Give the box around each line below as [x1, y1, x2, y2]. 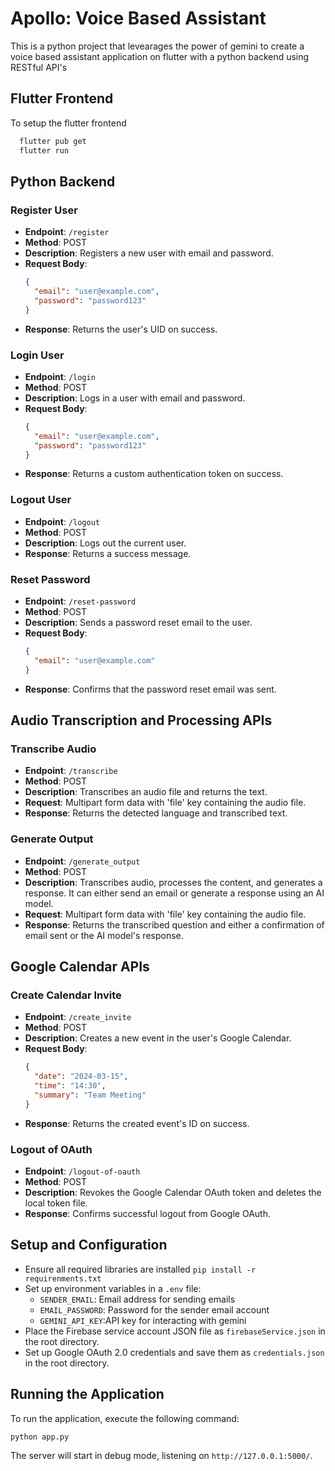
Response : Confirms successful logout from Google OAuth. [24, 1208, 271, 1220]
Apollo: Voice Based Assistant [10, 7, 267, 30]
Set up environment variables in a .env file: [24, 1282, 202, 1294]
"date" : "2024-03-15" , [34, 1072, 129, 1082]
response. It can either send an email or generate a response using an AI [24, 887, 325, 899]
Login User [10, 348, 65, 362]
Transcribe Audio [10, 742, 97, 756]
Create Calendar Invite [10, 988, 122, 1002]
